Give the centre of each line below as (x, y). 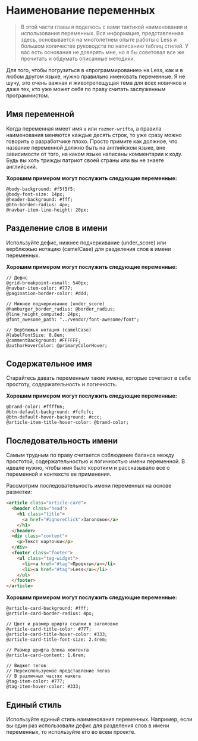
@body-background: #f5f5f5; (41, 189)
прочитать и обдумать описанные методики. (78, 58)
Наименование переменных (81, 10)
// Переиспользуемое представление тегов (58, 671)
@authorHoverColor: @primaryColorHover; (57, 345)
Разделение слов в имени (57, 228)
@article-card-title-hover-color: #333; (57, 635)
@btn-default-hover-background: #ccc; (54, 417)
